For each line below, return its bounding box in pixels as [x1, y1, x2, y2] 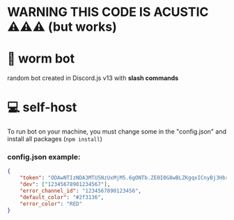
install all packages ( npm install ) [7, 135, 103, 143]
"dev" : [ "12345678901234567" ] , [19, 181, 111, 188]
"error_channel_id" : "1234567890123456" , [19, 187, 141, 194]
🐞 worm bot [7, 51, 75, 67]
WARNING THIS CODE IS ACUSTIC [7, 4, 209, 20]
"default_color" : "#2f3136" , [19, 194, 104, 201]
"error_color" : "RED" [19, 200, 82, 207]
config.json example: [7, 152, 81, 162]
